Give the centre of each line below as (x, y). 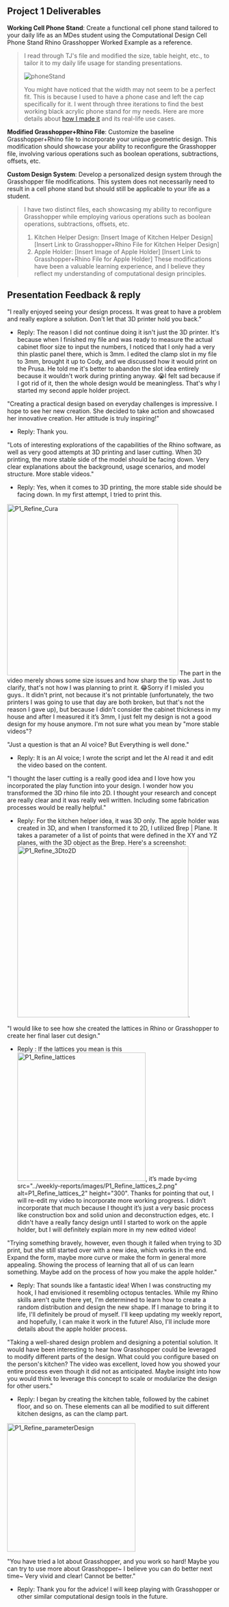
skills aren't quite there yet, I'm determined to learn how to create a (111, 1299)
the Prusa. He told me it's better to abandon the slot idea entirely (108, 369)
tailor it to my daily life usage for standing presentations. (103, 63)
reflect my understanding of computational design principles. (120, 273)
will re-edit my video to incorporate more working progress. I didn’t (111, 1200)
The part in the (200, 673)
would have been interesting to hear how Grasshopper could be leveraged (112, 1349)
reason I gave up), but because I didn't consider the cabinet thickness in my (114, 709)
